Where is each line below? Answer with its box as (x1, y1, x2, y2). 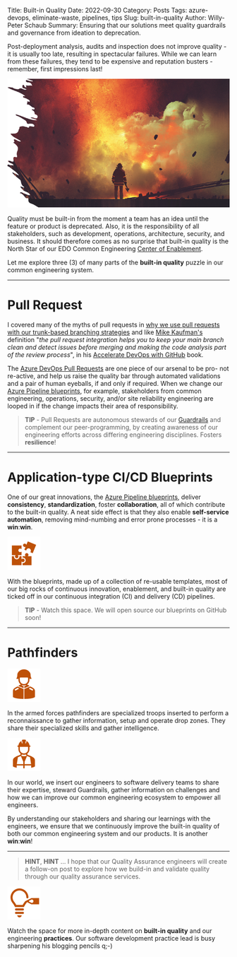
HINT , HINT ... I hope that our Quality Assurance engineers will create (24, 857, 228, 865)
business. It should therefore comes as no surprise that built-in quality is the (7, 237, 229, 245)
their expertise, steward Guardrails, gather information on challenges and (7, 785, 220, 794)
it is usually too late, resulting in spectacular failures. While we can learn (7, 49, 217, 58)
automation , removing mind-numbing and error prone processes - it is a (7, 515, 218, 524)
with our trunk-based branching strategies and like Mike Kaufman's (7, 328, 203, 336)
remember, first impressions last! (7, 65, 103, 73)
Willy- (207, 13, 225, 22)
